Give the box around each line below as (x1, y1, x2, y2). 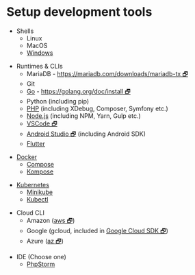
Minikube (26, 188, 53, 196)
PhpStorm (26, 260, 55, 268)
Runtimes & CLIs (16, 62, 63, 70)
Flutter (26, 139, 45, 147)
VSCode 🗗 (26, 119, 57, 128)
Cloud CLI (16, 208, 45, 217)
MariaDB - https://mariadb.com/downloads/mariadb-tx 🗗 (26, 69, 189, 77)
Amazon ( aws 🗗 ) (26, 216, 75, 224)
